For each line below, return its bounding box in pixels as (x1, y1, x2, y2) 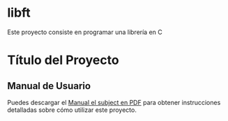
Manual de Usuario (7, 80, 91, 92)
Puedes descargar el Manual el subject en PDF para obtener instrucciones (7, 98, 221, 106)
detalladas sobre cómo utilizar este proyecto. (7, 106, 137, 114)
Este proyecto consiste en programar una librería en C (7, 28, 162, 36)
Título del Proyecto (7, 52, 120, 68)
